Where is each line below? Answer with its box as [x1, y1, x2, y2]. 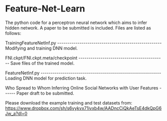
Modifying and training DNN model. [5, 45, 78, 51]
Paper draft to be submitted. [16, 90, 74, 96]
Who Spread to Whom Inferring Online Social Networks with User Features [5, 84, 159, 90]
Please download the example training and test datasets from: [5, 99, 133, 105]
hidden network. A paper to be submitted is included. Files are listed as [5, 24, 151, 30]
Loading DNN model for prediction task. [5, 75, 87, 81]
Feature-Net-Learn [5, 3, 86, 14]
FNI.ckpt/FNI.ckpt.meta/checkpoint [5, 54, 78, 60]
